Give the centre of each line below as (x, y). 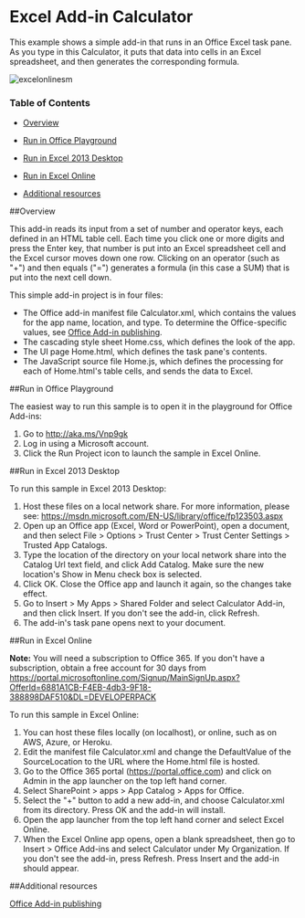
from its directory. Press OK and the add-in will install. (124, 810)
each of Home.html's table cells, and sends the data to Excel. (138, 371)
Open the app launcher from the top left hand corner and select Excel (153, 820)
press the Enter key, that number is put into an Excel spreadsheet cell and (148, 248)
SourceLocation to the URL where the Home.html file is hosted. (141, 762)
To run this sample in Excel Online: (74, 715)
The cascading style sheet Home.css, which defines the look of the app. (159, 342)
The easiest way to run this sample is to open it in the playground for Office (151, 406)
